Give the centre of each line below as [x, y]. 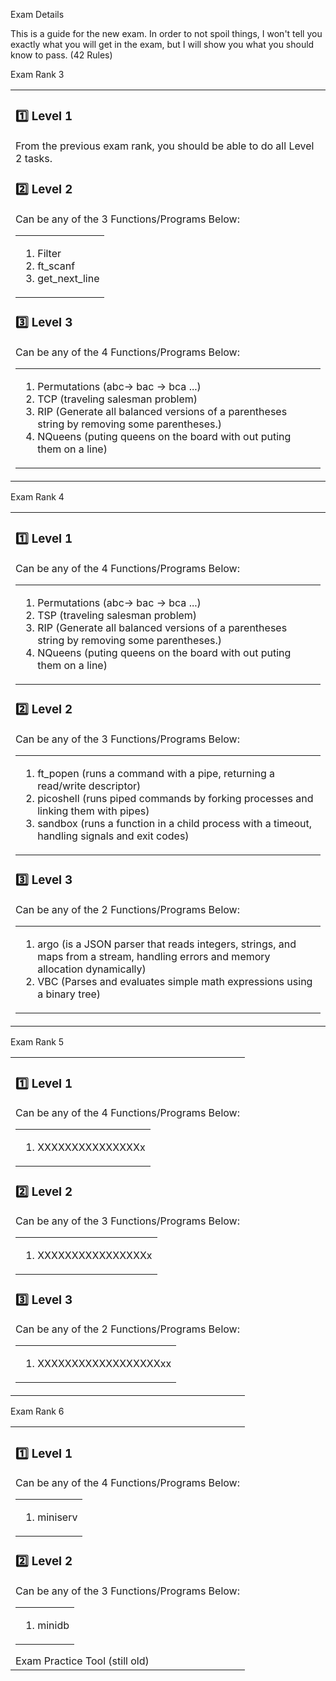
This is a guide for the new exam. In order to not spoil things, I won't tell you [166, 33]
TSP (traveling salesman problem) [117, 615]
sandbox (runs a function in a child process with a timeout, [175, 823]
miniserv [57, 1517]
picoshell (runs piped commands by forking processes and [175, 798]
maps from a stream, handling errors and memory [154, 956]
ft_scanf [56, 266]
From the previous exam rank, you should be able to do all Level [165, 146]
